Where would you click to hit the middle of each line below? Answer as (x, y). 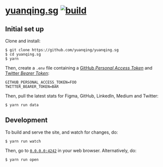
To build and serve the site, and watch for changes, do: (62, 132)
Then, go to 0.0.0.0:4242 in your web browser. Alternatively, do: (71, 150)
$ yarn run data (22, 105)
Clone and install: (23, 41)
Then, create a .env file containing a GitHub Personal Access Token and (79, 68)
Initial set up (25, 29)
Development (27, 120)
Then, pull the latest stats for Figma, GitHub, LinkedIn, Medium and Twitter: (82, 96)
